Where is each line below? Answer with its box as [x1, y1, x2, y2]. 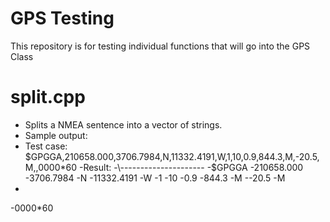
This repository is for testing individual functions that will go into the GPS [10, 40, 311, 52]
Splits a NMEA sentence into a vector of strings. [24, 118, 223, 131]
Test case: [24, 140, 68, 152]
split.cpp [10, 86, 86, 109]
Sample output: [24, 129, 88, 141]
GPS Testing [10, 7, 115, 30]
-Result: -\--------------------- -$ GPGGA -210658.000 [78, 161, 304, 173]
